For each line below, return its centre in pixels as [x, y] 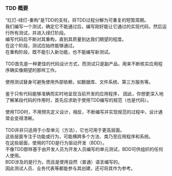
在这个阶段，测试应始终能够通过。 [41, 46]
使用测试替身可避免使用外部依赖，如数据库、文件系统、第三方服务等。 [79, 82]
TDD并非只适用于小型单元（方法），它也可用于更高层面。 [65, 130]
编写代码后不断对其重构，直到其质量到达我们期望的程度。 [66, 39]
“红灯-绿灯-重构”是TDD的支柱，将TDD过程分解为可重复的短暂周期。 [77, 20]
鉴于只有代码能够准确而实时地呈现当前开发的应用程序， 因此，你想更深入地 [84, 94]
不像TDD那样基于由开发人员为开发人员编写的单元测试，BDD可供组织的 [80, 149]
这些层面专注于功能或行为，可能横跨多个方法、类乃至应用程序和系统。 [79, 137]
